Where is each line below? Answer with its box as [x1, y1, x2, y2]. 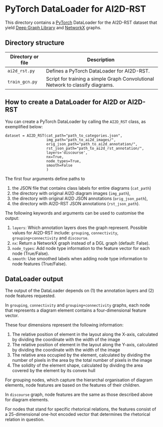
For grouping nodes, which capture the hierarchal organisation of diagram [5, 377, 153, 383]
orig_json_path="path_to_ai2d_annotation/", [46, 142, 138, 146]
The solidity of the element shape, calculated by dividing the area [12, 362, 143, 368]
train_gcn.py [7, 79, 38, 85]
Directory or [10, 53, 39, 60]
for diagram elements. [5, 397, 49, 403]
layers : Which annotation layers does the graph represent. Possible [12, 225, 147, 231]
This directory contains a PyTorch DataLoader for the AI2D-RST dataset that [5, 19, 158, 25]
